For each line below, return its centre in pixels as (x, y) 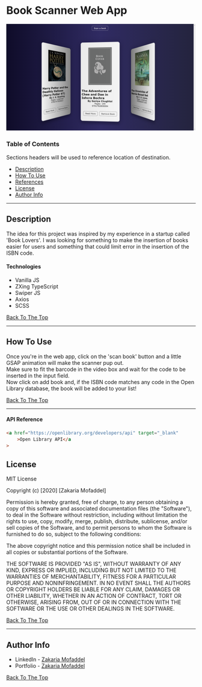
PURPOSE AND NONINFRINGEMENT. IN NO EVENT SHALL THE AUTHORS (99, 583)
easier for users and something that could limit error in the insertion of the (98, 246)
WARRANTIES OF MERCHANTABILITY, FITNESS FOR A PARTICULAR (91, 577)
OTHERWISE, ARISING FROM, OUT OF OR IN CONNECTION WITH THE (94, 602)
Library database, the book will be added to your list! (72, 388)
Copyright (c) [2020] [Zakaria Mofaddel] (56, 491)
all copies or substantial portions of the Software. (67, 552)
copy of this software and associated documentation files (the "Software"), (99, 509)
